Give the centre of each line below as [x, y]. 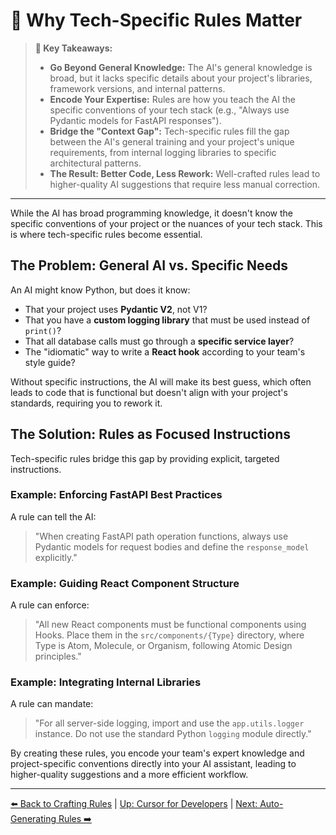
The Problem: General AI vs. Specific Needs [149, 265]
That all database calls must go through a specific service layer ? [159, 341]
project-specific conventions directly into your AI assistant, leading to [153, 764]
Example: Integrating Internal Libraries [106, 682]
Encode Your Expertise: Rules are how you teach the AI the [172, 99]
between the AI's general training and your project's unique [172, 141]
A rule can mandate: [52, 704]
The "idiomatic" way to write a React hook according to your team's [165, 351]
